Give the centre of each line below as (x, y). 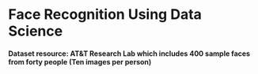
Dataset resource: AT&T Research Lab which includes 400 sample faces (129, 54)
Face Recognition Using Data (105, 15)
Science (36, 31)
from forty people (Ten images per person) (80, 61)
